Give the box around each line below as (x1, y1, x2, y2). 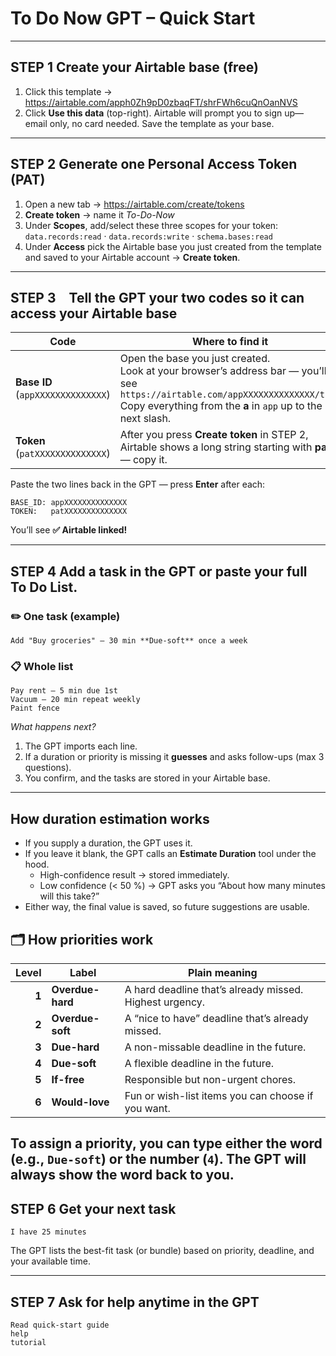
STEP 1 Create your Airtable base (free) (10, 59, 259, 76)
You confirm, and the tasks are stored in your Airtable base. (24, 772, 271, 784)
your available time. (10, 1255, 91, 1267)
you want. (124, 1101, 171, 1115)
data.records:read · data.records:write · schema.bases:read (24, 230, 273, 242)
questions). (24, 762, 72, 774)
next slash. (119, 412, 172, 426)
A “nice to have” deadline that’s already (124, 1011, 309, 1025)
